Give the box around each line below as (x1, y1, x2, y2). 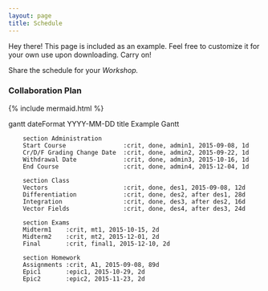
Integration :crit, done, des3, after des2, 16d (22, 197, 246, 205)
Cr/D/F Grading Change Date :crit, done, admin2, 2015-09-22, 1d (22, 148, 250, 156)
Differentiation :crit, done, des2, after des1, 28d (22, 190, 246, 199)
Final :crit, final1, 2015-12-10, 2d (22, 240, 171, 248)
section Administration (22, 134, 103, 143)
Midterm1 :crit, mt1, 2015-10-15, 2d (22, 225, 160, 233)
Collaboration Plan (8, 85, 83, 96)
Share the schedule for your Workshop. (8, 65, 139, 75)
